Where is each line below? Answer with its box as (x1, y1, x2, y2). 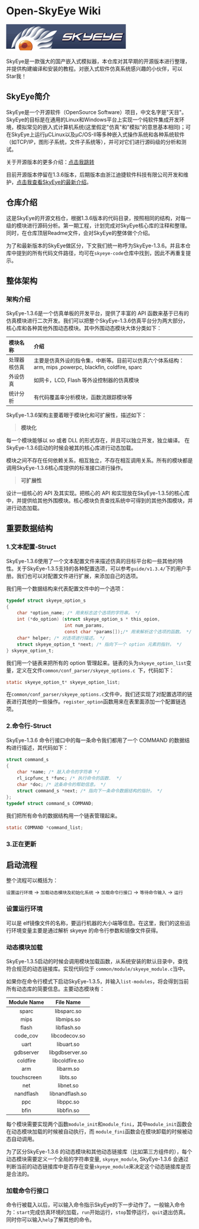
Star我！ (6, 73, 27, 80)
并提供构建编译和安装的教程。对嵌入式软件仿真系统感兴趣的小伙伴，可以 (6, 65, 182, 72)
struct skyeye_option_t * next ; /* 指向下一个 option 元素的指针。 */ (17, 641, 182, 647)
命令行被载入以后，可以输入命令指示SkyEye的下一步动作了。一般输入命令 (6, 1201, 185, 1208)
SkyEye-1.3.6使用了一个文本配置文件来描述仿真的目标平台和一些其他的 (6, 557, 178, 564)
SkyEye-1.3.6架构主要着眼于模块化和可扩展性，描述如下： (6, 411, 147, 419)
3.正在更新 (6, 840, 37, 848)
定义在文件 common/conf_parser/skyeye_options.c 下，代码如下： (16, 667, 175, 674)
